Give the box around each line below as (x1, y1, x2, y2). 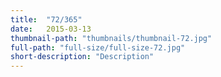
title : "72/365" (10, 14, 83, 25)
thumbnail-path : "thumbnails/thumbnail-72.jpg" (10, 33, 213, 43)
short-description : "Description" (10, 52, 155, 62)
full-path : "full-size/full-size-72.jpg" (10, 42, 186, 53)
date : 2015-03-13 (10, 24, 92, 34)
